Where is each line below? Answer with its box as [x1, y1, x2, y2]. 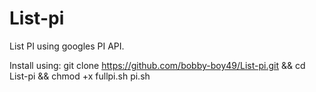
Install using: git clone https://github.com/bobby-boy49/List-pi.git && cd [9, 59, 306, 71]
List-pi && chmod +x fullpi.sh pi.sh [9, 70, 151, 82]
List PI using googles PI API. [9, 40, 125, 52]
